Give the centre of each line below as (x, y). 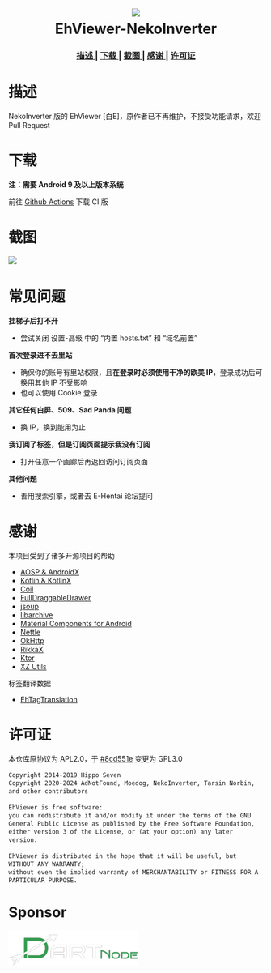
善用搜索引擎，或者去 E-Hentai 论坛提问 (87, 496)
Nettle (30, 632)
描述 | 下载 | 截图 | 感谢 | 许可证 (136, 56)
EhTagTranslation (49, 699)
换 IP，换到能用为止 (53, 427)
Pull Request (29, 126)
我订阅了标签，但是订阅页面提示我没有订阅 (79, 444)
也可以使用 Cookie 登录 (59, 392)
